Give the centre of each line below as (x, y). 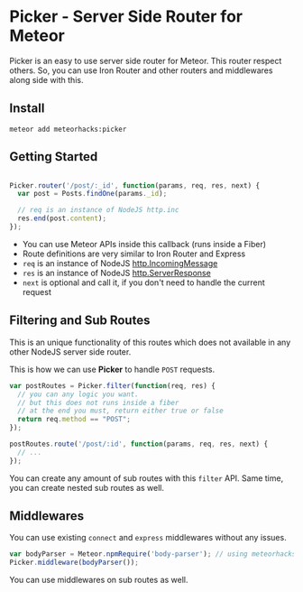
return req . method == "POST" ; (74, 420)
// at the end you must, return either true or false (120, 411)
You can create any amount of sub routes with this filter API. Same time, (147, 478)
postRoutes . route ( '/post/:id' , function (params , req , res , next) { (139, 444)
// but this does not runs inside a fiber (98, 402)
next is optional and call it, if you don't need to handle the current (143, 282)
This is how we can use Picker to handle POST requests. (112, 369)
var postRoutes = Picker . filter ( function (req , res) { (113, 385)
